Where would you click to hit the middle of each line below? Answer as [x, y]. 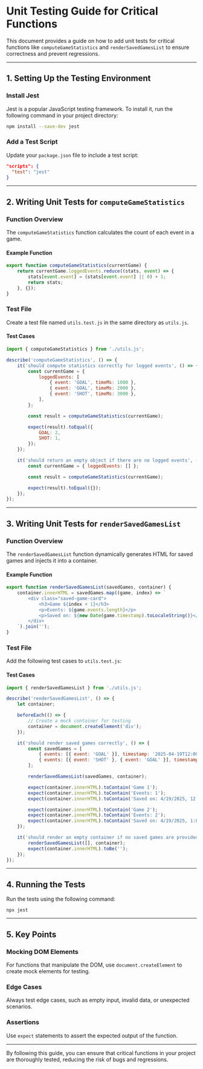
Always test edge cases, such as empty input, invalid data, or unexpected [98, 1000]
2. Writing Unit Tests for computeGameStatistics [96, 202]
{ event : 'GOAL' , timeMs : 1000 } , [93, 383]
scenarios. [19, 1007]
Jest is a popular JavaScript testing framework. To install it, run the [90, 109]
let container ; [36, 704]
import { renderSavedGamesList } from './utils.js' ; [74, 688]
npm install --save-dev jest [43, 126]
